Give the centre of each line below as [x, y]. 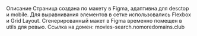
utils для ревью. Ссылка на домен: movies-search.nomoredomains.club [96, 27]
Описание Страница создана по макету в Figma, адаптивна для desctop [98, 8]
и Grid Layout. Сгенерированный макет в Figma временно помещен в [94, 21]
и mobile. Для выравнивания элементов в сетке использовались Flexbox [99, 15]
